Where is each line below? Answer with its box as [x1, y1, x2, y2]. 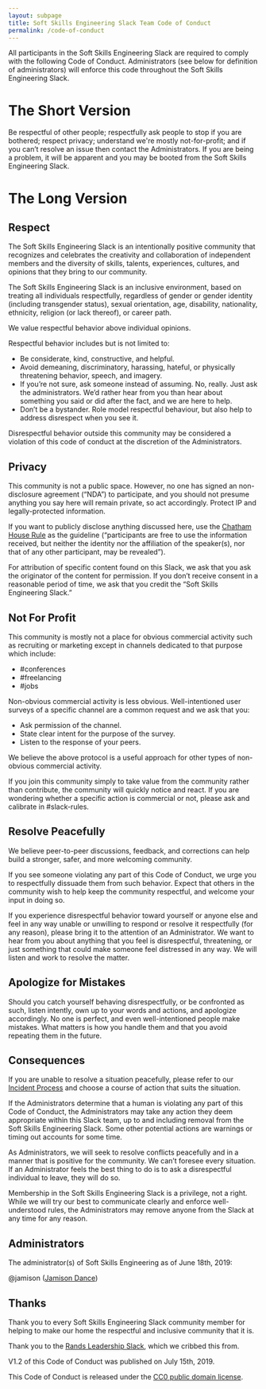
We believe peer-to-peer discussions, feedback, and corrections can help [8, 845, 250, 855]
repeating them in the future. [8, 1031, 102, 1040]
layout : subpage [8, 11, 62, 20]
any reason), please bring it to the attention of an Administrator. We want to [8, 927, 254, 937]
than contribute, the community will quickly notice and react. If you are [8, 784, 240, 795]
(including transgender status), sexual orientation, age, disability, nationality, [8, 300, 258, 309]
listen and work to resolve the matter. [8, 953, 129, 962]
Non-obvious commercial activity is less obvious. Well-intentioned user [8, 696, 241, 706]
